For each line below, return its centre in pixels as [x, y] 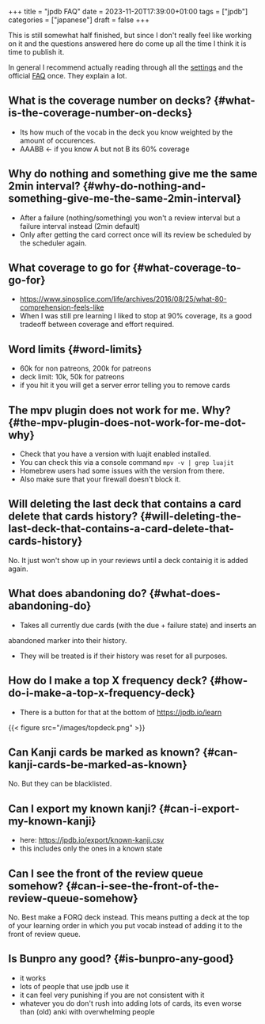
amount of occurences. [58, 140]
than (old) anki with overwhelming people [87, 1011]
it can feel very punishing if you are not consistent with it [112, 995]
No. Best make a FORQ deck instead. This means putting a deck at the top [129, 917]
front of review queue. [44, 934]
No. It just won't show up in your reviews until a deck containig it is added [128, 560]
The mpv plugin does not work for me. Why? [119, 410]
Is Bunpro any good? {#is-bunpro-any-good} [121, 959]
